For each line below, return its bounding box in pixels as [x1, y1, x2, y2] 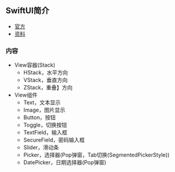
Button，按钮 [23, 114, 56, 121]
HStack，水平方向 [23, 69, 69, 76]
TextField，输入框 [23, 129, 67, 136]
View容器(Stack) [14, 62, 55, 69]
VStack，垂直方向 [23, 77, 68, 84]
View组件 [14, 92, 38, 99]
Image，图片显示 [23, 107, 66, 114]
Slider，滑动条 [23, 144, 60, 151]
